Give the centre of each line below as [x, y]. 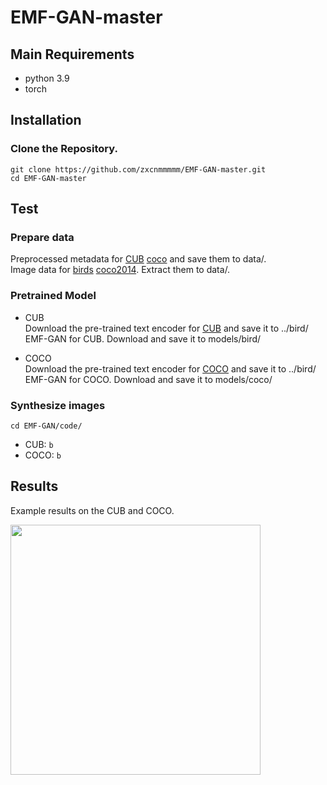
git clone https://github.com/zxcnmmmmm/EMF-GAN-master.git [138, 169]
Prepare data [42, 237]
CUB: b [39, 444]
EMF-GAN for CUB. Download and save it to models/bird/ [143, 338]
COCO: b [43, 455]
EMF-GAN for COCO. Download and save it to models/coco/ [148, 379]
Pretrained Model [53, 296]
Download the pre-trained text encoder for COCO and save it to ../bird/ [170, 368]
